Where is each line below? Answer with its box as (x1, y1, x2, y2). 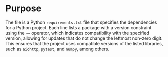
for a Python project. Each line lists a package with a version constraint (5, 24, 152, 30)
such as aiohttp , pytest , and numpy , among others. (5, 46, 109, 52)
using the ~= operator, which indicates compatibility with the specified (5, 30, 149, 36)
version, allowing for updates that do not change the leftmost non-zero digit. (5, 35, 163, 41)
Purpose (5, 3, 42, 14)
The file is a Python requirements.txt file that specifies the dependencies (5, 19, 157, 25)
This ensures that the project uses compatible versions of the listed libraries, (5, 40, 163, 46)
